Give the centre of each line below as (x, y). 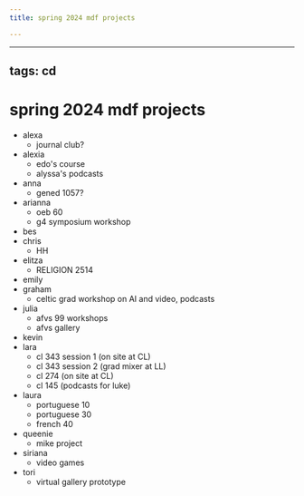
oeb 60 (49, 212)
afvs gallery (58, 327)
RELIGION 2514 (64, 269)
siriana (35, 452)
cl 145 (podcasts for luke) (83, 385)
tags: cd (33, 71)
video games (60, 462)
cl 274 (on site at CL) (75, 375)
